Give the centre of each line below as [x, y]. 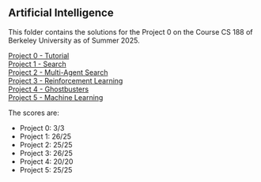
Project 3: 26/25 [46, 153]
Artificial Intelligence [61, 13]
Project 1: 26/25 [45, 136]
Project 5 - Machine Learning [56, 97]
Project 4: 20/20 [46, 162]
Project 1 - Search [37, 64]
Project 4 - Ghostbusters [49, 89]
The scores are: [34, 113]
